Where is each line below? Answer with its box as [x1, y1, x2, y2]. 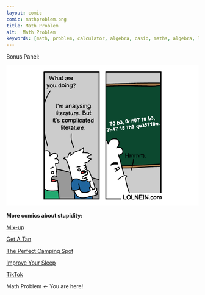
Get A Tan [6, 235, 32, 243]
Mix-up [6, 223, 24, 231]
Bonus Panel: [6, 53, 40, 60]
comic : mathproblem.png [6, 16, 67, 23]
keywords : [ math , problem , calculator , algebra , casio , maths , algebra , [6, 35, 195, 42]
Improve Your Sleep [6, 259, 56, 266]
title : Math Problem [6, 23, 59, 29]
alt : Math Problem [6, 29, 56, 35]
